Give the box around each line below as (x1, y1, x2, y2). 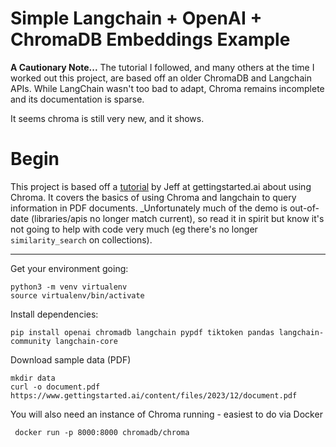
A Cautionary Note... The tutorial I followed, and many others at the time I (10, 61, 315, 73)
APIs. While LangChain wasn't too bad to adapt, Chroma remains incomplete (10, 82, 325, 94)
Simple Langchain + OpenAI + (10, 7, 263, 30)
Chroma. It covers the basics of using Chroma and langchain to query (10, 191, 297, 203)
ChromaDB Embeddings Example (10, 28, 291, 51)
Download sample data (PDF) (10, 353, 132, 366)
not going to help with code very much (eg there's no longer (10, 223, 258, 235)
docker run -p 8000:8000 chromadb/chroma (14, 427, 190, 437)
